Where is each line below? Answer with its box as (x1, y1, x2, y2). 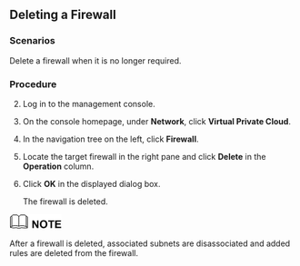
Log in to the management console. (22, 98, 156, 109)
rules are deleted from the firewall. (9, 247, 139, 258)
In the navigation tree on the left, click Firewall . (22, 133, 199, 144)
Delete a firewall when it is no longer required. (9, 54, 182, 66)
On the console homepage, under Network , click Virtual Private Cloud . (22, 115, 291, 126)
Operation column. (22, 161, 95, 172)
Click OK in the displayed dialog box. (22, 178, 161, 189)
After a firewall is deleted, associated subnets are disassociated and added (9, 238, 291, 249)
